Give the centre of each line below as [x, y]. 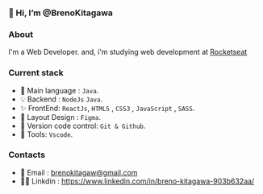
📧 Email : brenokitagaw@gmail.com [79, 172]
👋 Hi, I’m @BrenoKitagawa [61, 13]
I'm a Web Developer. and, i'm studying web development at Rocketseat [128, 52]
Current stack [36, 73]
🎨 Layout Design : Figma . [60, 117]
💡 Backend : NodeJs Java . [61, 99]
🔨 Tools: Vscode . [46, 134]
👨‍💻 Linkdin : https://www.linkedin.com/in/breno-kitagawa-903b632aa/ [137, 181]
